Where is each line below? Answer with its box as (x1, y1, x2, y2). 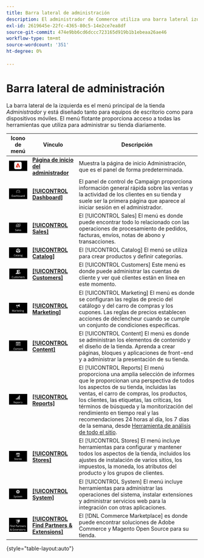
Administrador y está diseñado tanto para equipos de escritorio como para (6, 108, 193, 115)
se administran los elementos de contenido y (78, 336, 191, 343)
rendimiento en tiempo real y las (78, 409, 159, 416)
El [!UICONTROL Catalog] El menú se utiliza (78, 246, 188, 253)
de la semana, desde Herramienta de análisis (78, 422, 191, 430)
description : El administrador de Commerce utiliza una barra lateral (6, 16, 189, 22)
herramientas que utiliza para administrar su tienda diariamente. (6, 121, 166, 128)
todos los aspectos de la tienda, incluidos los (78, 450, 191, 457)
